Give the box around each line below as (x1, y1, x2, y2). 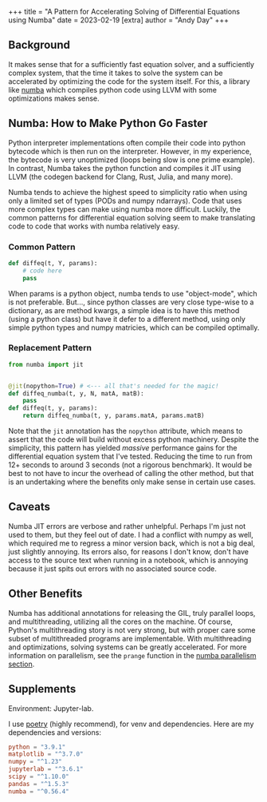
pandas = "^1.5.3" (8, 780, 69, 788)
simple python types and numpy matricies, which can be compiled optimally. (8, 323, 260, 332)
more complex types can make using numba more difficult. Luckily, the (8, 204, 241, 214)
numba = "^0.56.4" (8, 787, 69, 796)
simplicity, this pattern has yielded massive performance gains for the (8, 443, 238, 453)
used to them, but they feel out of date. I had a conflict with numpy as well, (8, 530, 253, 539)
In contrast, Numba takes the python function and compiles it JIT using (8, 163, 241, 173)
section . (8, 659, 35, 669)
